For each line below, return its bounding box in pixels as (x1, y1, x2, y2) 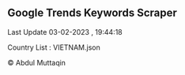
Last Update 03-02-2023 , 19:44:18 (7, 27, 123, 36)
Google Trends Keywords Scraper (7, 6, 177, 20)
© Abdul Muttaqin (7, 58, 66, 67)
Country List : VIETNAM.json (7, 43, 100, 52)
